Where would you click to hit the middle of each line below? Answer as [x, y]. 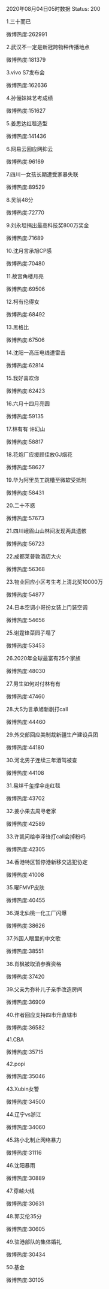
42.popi [16, 1064]
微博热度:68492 [26, 314]
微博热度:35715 [25, 1052]
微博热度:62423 [26, 391]
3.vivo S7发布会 [25, 73]
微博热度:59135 [25, 416]
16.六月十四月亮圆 [28, 404]
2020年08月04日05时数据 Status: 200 [53, 9]
